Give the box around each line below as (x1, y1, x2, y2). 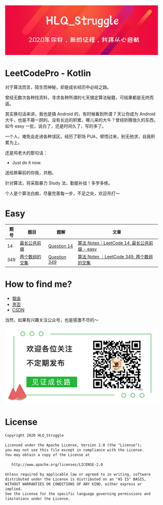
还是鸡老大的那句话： (5, 150, 48, 156)
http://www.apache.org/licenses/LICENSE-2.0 (11, 462, 103, 468)
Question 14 (48, 243, 73, 249)
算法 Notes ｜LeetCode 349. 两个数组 (78, 254, 153, 260)
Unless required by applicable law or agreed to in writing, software (5, 472, 151, 477)
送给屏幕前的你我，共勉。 (5, 170, 56, 176)
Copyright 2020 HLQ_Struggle (5, 433, 64, 438)
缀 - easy (78, 246, 97, 252)
